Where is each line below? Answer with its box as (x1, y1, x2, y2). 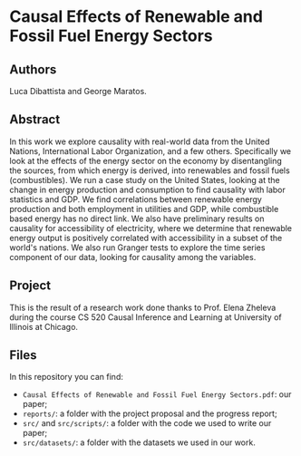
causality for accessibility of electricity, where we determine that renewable (9, 222, 293, 233)
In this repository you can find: (9, 372, 124, 383)
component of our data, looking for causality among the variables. (9, 251, 257, 262)
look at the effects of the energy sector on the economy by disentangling (9, 155, 283, 166)
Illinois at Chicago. (9, 321, 79, 332)
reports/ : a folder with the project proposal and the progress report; (22, 408, 278, 419)
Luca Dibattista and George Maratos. (9, 86, 147, 96)
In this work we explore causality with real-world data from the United (9, 136, 270, 147)
